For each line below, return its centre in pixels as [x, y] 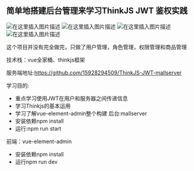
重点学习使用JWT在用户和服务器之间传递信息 [72, 98]
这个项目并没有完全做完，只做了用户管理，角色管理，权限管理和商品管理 [96, 47]
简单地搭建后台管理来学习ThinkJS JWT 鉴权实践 [97, 11]
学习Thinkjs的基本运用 [43, 106]
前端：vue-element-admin [39, 141]
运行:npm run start [38, 128]
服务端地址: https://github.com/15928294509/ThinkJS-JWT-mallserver [94, 73]
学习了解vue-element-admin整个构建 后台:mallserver [81, 113]
